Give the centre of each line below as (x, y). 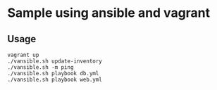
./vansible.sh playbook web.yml (55, 79)
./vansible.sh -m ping (41, 67)
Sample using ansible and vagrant (109, 13)
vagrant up (23, 55)
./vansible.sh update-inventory (55, 61)
